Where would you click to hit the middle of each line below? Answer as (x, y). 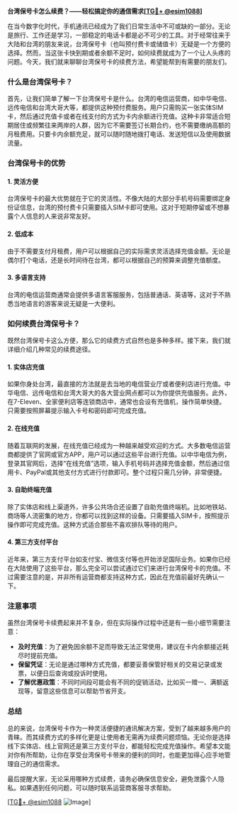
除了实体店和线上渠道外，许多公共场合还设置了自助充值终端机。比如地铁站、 (119, 506)
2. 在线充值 (24, 428)
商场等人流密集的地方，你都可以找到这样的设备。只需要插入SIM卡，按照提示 (119, 515)
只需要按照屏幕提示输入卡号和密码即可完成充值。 (79, 410)
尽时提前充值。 (39, 655)
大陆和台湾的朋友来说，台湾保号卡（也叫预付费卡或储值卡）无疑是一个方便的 (119, 44)
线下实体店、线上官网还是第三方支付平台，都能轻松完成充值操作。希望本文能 (119, 746)
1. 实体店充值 (26, 367)
